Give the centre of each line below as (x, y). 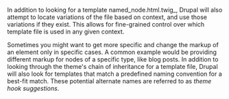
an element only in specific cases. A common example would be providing (112, 52)
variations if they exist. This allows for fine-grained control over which (106, 24)
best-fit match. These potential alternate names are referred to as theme (109, 81)
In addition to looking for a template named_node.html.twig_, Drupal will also (115, 10)
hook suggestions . (33, 88)
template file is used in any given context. (66, 31)
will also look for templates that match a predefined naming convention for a (115, 74)
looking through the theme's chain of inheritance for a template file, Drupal (112, 67)
